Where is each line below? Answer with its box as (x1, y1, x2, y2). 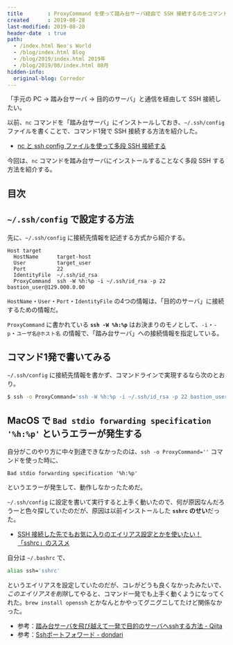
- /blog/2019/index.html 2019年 (13, 56, 106, 63)
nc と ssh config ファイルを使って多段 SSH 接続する (17, 142, 166, 150)
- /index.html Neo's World (13, 42, 92, 49)
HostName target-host (13, 253, 92, 260)
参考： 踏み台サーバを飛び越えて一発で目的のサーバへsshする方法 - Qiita (17, 621, 223, 630)
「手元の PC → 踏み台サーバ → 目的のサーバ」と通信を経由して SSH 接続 (7, 95, 216, 103)
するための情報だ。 (7, 305, 62, 314)
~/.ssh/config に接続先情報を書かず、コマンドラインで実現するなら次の (7, 371, 214, 379)
